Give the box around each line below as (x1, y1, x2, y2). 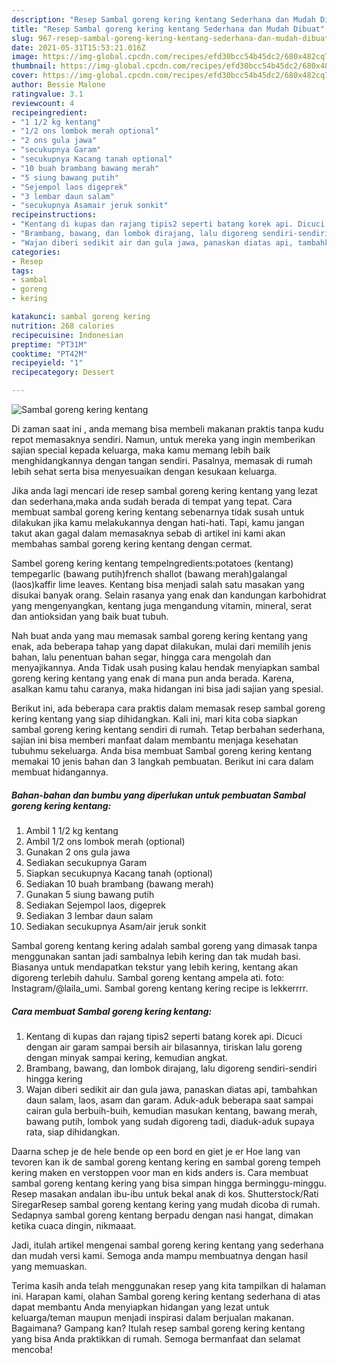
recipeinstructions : (11, 210, 98, 220)
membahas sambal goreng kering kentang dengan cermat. (11, 538, 253, 550)
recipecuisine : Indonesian (11, 330, 124, 340)
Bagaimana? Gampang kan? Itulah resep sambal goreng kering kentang (11, 1322, 306, 1334)
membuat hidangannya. (11, 766, 109, 778)
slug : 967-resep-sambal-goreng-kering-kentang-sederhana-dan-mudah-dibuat (11, 33, 330, 43)
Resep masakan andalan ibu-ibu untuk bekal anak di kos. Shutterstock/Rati (11, 1187, 319, 1200)
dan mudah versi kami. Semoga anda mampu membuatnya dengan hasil (11, 1249, 309, 1261)
